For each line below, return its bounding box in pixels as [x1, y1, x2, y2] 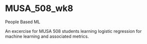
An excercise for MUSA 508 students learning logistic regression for [5, 28, 142, 34]
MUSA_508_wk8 [5, 3, 73, 14]
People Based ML [5, 19, 40, 25]
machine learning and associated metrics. [5, 33, 89, 39]
